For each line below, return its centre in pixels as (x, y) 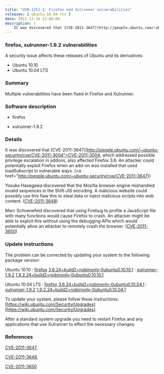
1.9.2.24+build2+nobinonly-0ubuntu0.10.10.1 (60, 274)
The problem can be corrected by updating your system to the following (77, 255)
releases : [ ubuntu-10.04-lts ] (38, 14)
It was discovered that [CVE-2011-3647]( (46, 150)
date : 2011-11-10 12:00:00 (32, 19)
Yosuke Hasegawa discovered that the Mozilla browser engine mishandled (80, 186)
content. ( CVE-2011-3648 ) (31, 201)
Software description (31, 106)
